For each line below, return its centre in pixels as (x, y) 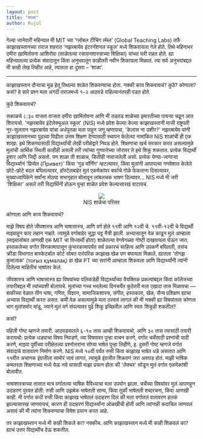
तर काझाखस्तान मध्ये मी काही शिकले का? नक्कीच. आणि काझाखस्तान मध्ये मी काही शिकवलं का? (97, 423)
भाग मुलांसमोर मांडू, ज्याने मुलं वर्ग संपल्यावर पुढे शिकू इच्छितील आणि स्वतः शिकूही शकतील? (91, 307)
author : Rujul (24, 23)
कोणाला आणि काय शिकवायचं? (35, 215)
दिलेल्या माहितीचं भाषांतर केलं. (34, 267)
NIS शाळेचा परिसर (101, 203)
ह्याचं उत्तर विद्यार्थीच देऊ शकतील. (38, 430)
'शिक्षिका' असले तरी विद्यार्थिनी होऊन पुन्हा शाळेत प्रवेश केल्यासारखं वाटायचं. (77, 184)
